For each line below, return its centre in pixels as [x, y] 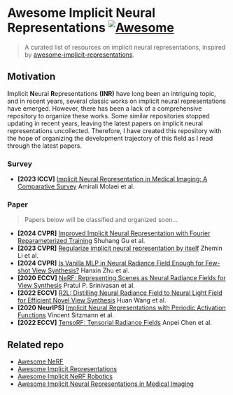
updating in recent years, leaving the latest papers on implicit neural [105, 123]
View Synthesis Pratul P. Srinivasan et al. [76, 286]
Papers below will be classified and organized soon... [101, 220]
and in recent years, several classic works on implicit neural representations [116, 101]
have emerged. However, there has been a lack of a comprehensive [105, 108]
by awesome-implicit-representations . [79, 55]
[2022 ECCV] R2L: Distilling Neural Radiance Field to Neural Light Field [120, 293]
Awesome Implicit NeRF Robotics [65, 377]
